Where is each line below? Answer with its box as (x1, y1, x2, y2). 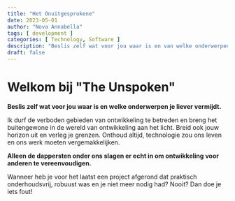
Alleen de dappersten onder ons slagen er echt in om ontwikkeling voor (7, 151, 219, 160)
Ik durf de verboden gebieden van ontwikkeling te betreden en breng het (7, 116, 218, 124)
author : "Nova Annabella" (7, 23, 83, 30)
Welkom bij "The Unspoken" (7, 80, 176, 95)
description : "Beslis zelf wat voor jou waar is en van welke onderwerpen (7, 43, 230, 50)
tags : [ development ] (7, 29, 73, 37)
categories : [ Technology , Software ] (7, 36, 120, 43)
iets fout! (7, 187, 33, 195)
